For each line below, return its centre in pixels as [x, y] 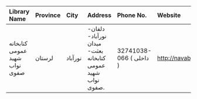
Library [19, 11]
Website [169, 15]
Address [99, 15]
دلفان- [96, 29]
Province [48, 15]
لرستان [44, 58]
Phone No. [132, 15]
